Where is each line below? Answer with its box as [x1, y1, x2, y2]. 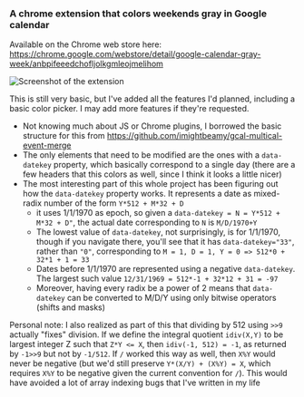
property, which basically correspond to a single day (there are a [53, 160, 296, 170]
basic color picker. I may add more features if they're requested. [9, 103, 250, 114]
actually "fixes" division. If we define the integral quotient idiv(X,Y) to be [9, 329, 284, 340]
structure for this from [22, 131, 106, 141]
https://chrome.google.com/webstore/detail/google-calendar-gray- [9, 49, 261, 60]
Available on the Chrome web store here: [9, 39, 162, 50]
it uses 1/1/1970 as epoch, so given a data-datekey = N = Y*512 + [35, 208, 280, 218]
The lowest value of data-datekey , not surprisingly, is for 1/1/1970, [35, 227, 281, 237]
